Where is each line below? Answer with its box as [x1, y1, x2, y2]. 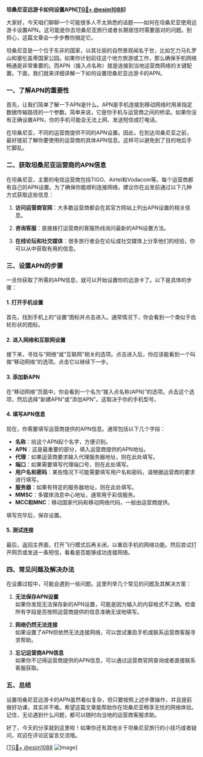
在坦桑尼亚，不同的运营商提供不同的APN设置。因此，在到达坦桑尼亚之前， [6, 129, 192, 136]
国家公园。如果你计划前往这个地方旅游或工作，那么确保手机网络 [37, 55, 197, 61]
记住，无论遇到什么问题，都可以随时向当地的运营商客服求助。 [6, 711, 160, 718]
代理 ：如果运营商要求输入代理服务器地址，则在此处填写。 [14, 453, 158, 460]
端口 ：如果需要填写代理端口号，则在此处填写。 [14, 461, 132, 468]
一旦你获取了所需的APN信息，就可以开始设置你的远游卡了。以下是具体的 [6, 276, 187, 284]
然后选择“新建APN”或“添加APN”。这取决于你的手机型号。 [16, 395, 159, 402]
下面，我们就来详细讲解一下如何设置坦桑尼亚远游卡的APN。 [16, 70, 166, 76]
